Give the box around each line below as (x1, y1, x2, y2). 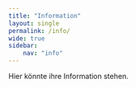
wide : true (8, 34, 45, 43)
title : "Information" (8, 11, 82, 20)
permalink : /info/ (8, 27, 70, 35)
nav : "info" (23, 49, 63, 57)
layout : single (8, 19, 60, 27)
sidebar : (8, 42, 38, 50)
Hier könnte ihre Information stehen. (8, 72, 129, 81)
